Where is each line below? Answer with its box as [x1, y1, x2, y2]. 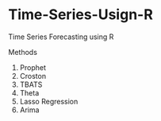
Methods [8, 47, 38, 57]
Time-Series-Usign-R [8, 6, 153, 24]
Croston [19, 71, 46, 80]
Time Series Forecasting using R [8, 32, 114, 41]
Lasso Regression [19, 96, 79, 106]
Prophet [19, 62, 46, 72]
